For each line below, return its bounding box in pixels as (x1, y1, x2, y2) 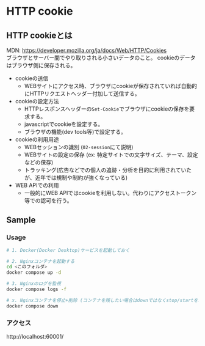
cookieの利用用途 (15, 136, 59, 143)
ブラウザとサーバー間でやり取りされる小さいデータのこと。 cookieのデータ (6, 54, 196, 61)
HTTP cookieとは (6, 30, 73, 40)
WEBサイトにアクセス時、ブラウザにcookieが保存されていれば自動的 (24, 83, 197, 89)
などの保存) (24, 159, 54, 166)
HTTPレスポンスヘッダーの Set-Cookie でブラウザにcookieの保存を (24, 105, 190, 112)
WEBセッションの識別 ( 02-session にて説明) (24, 144, 134, 150)
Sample (6, 215, 36, 226)
